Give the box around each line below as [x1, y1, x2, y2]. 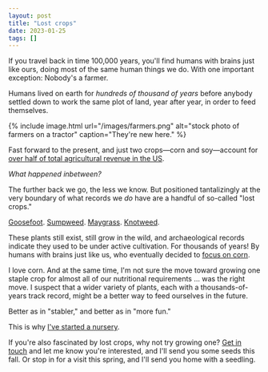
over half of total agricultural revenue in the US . [8, 154, 165, 164]
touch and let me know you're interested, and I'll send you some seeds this [8, 346, 255, 356]
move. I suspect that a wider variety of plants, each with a [8, 282, 199, 293]
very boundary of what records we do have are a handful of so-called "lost [8, 193, 255, 203]
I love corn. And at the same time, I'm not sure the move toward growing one [8, 265, 261, 275]
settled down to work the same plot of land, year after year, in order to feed [8, 97, 256, 107]
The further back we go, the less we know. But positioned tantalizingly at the [8, 185, 261, 195]
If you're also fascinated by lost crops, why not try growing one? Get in [8, 338, 242, 347]
